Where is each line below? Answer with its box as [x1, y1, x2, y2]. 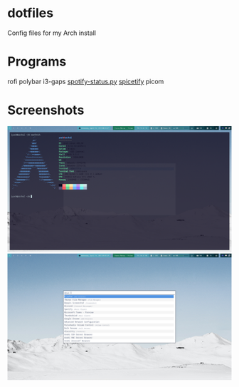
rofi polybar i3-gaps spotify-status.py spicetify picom [7, 77, 164, 86]
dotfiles [7, 5, 54, 21]
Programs [7, 53, 67, 70]
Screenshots [7, 102, 85, 118]
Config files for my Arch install [7, 29, 96, 37]
